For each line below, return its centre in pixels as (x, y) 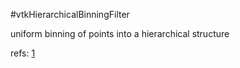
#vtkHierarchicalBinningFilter (70, 14)
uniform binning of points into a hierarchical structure (120, 33)
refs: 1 (23, 53)
